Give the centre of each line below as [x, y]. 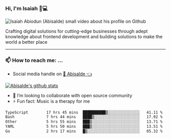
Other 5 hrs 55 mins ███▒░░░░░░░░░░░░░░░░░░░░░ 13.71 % [84, 122]
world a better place [26, 42]
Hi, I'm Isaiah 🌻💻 [27, 8]
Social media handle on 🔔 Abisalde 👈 [52, 74]
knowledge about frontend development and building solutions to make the [84, 37]
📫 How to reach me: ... [34, 61]
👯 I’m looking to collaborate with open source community [72, 95]
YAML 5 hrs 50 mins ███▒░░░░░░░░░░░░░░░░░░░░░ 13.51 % [84, 127]
